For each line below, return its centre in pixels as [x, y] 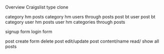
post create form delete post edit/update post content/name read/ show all [82, 41]
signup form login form [29, 31]
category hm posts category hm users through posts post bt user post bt [80, 17]
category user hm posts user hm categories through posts [65, 22]
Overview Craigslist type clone [37, 7]
